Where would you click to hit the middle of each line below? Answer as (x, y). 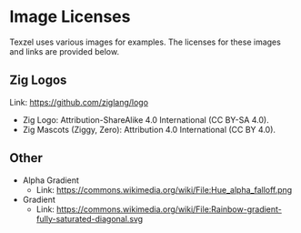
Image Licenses (70, 17)
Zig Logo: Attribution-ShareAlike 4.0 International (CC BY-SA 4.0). (146, 119)
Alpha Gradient (51, 180)
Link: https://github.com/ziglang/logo (79, 102)
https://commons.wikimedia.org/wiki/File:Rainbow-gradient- (169, 209)
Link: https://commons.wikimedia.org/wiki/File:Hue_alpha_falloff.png (164, 189)
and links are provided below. (65, 51)
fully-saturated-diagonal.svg (90, 218)
